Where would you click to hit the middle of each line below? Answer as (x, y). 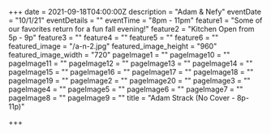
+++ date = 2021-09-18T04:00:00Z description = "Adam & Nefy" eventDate (135, 12)
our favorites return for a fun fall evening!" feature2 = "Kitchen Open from (131, 29)
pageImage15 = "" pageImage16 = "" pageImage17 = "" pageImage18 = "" (131, 72)
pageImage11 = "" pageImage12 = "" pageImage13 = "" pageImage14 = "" (131, 63)
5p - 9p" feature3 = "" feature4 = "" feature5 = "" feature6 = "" (114, 37)
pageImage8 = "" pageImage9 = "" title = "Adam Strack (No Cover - (122, 98)
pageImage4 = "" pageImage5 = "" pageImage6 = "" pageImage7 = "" (126, 89)
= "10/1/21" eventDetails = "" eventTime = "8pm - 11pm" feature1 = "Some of (135, 20)
